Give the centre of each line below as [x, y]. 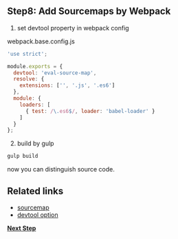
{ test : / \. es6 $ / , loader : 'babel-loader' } [90, 111]
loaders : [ [35, 105]
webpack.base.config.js [41, 41]
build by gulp [35, 143]
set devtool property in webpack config [73, 28]
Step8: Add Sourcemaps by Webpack [89, 11]
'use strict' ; [27, 54]
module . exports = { [35, 66]
